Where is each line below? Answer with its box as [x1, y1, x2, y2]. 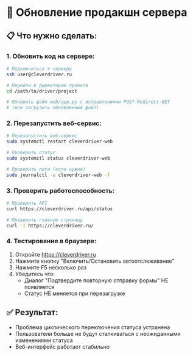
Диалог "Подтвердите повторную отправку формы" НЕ [24, 277, 169, 284]
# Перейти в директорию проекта [6, 82, 88, 88]
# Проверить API [6, 200, 47, 206]
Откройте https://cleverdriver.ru [15, 251, 96, 258]
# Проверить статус [6, 149, 56, 156]
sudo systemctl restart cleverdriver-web [6, 138, 113, 145]
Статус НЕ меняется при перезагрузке [24, 290, 125, 297]
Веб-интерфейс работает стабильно [15, 343, 110, 350]
